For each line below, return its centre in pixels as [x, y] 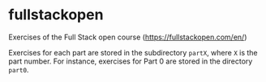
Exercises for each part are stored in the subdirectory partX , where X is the [133, 52]
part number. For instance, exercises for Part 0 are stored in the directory [131, 61]
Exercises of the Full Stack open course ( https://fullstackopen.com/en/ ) [128, 37]
